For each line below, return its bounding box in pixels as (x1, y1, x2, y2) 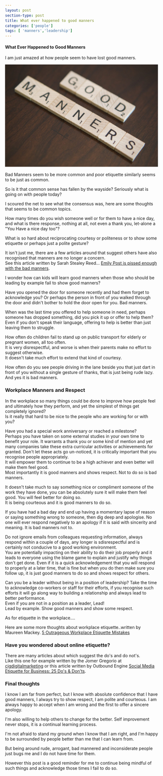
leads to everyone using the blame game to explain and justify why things (5, 554, 152, 560)
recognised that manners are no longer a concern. (5, 255, 106, 261)
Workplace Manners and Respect (5, 387, 85, 394)
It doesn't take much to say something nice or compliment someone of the (5, 484, 154, 490)
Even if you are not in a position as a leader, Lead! (5, 600, 105, 606)
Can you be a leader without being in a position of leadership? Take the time (5, 579, 157, 585)
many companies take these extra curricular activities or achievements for (5, 443, 153, 449)
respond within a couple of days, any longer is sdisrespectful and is (5, 539, 140, 545)
